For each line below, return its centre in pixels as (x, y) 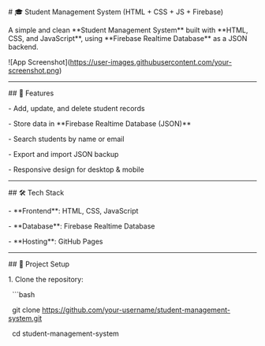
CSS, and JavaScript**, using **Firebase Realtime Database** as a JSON (128, 38)
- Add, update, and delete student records (77, 108)
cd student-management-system (65, 333)
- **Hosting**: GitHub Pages (56, 241)
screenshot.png (34, 71)
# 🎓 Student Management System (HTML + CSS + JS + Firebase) (116, 12)
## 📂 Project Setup (39, 264)
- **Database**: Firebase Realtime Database (82, 226)
